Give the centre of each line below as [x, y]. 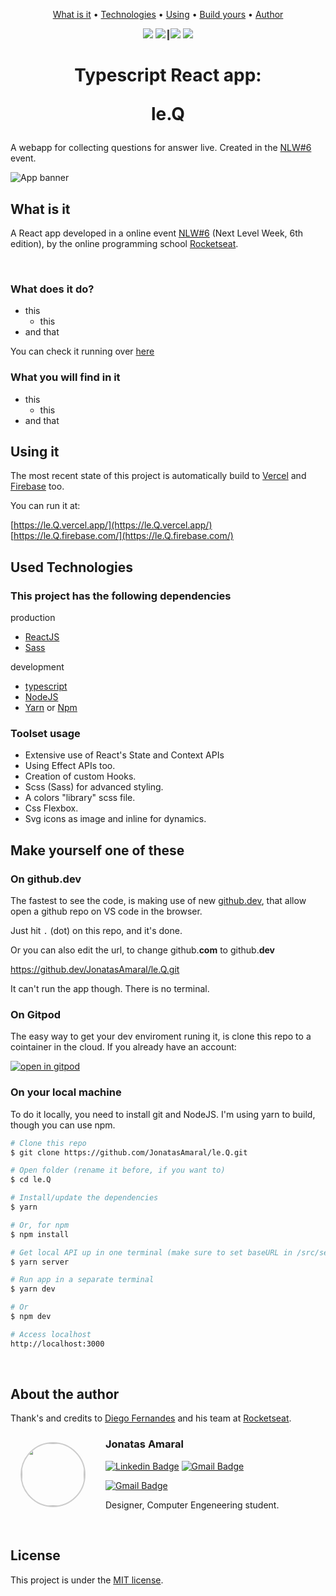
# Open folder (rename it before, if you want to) [118, 1170]
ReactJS [42, 637]
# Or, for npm [40, 1225]
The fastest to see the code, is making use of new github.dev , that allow [158, 901]
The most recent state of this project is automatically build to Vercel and [158, 476]
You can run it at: [45, 506]
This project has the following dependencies [121, 596]
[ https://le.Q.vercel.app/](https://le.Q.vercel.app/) [111, 525]
